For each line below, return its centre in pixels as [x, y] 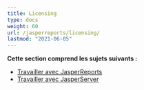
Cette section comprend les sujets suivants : [72, 58]
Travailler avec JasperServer [58, 79]
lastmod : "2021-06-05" [40, 39]
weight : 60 [23, 26]
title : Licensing [32, 13]
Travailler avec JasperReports [60, 72]
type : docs [23, 20]
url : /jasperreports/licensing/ [53, 33]
